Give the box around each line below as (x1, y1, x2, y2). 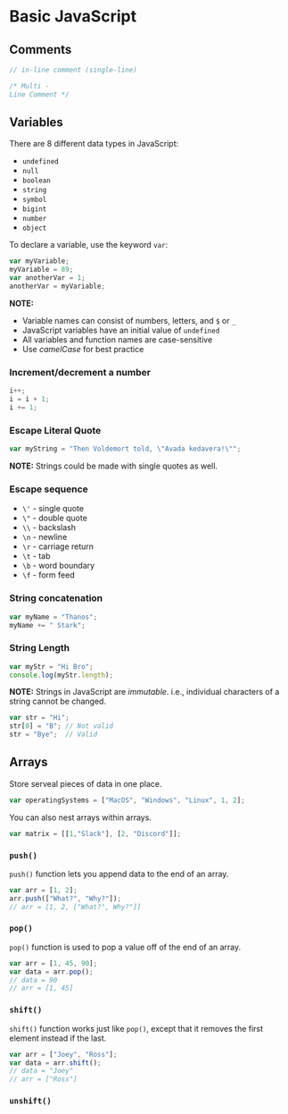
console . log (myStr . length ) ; (9, 671, 114, 679)
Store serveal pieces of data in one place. (9, 778, 162, 789)
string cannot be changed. (9, 696, 107, 707)
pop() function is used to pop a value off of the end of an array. (9, 941, 242, 952)
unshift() (9, 1096, 52, 1106)
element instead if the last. (9, 1033, 107, 1043)
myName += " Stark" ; (9, 620, 86, 629)
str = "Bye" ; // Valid (9, 730, 98, 739)
